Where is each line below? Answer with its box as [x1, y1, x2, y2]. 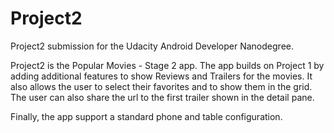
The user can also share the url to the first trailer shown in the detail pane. [10, 91, 315, 103]
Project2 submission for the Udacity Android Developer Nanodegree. [10, 40, 294, 52]
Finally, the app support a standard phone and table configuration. [10, 110, 283, 122]
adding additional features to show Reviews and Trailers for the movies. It [10, 70, 313, 82]
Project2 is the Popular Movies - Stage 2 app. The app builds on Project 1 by [10, 59, 325, 71]
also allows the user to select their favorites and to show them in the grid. [10, 80, 313, 92]
